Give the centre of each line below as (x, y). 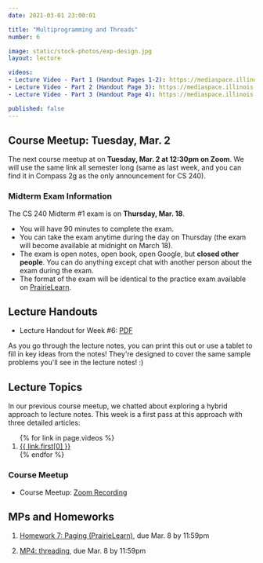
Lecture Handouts (53, 312)
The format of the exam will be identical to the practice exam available (133, 279)
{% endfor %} (42, 455)
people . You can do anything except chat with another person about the (135, 262)
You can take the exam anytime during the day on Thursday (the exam (133, 237)
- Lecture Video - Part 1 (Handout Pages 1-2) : (87, 80)
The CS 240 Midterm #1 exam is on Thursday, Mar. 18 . (97, 214)
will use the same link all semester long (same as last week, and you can (125, 168)
